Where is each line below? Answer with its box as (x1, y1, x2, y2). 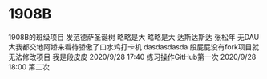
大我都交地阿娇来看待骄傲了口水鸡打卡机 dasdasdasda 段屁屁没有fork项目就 (8, 41, 260, 52)
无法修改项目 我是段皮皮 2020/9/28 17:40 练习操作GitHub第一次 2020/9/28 (8, 52, 257, 61)
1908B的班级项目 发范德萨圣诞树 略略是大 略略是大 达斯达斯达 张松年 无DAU (8, 32, 260, 41)
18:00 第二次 (8, 61, 50, 72)
